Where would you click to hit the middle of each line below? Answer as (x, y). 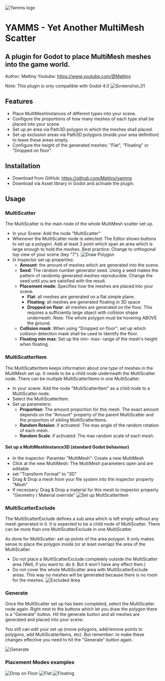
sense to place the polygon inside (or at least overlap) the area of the (75, 544)
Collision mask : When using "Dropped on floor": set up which (83, 328)
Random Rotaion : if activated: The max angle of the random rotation (89, 425)
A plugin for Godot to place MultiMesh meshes (78, 56)
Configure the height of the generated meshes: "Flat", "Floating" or (81, 145)
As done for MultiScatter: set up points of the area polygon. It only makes (80, 539)
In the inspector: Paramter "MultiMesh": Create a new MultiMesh (78, 458)
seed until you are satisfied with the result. (63, 281)
